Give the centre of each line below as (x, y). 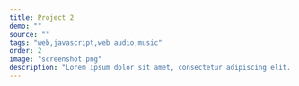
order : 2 (26, 51)
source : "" (30, 34)
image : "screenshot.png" (56, 59)
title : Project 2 (42, 17)
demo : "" (26, 26)
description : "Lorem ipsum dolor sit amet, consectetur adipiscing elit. (150, 68)
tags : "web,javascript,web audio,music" (86, 43)
